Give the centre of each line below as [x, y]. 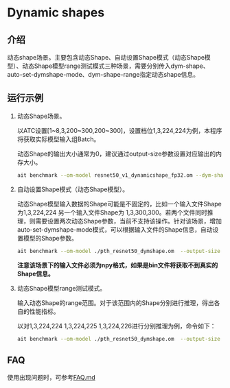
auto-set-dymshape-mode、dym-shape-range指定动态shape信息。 [103, 74]
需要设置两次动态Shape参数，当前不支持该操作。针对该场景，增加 [128, 221]
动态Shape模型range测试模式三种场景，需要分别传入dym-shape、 [115, 66]
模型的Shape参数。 [50, 238]
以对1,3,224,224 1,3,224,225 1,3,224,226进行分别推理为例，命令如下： [116, 326]
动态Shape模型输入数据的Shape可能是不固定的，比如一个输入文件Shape [119, 204]
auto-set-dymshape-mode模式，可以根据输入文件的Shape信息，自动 [115, 229]
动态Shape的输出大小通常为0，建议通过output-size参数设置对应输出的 [116, 154]
